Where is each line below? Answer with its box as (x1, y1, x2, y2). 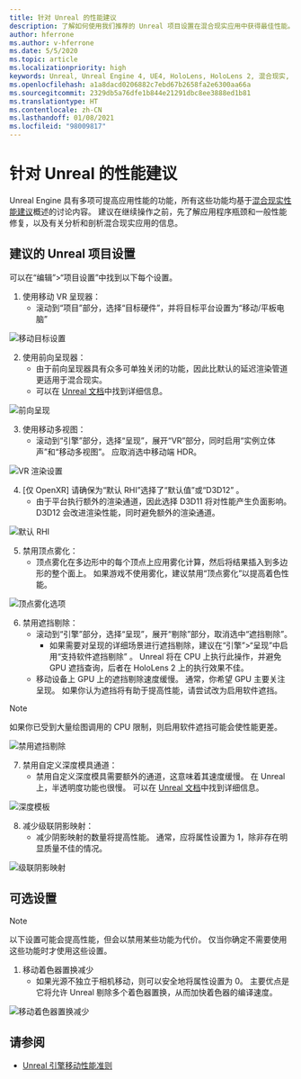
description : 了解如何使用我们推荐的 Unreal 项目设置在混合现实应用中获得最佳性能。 (9, 22, 295, 31)
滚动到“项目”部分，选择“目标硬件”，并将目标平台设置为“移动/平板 (35, 302, 277, 313)
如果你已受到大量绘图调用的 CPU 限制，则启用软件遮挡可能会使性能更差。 (9, 721, 283, 732)
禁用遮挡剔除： (22, 617, 78, 628)
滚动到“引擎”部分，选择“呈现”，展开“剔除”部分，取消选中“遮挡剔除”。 (35, 628, 292, 639)
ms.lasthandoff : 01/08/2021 (9, 113, 115, 122)
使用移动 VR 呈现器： (22, 291, 102, 301)
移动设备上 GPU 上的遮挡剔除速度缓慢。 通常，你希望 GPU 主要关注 (35, 673, 286, 684)
